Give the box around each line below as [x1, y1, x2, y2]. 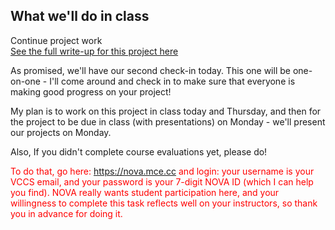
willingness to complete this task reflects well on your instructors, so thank [10, 197, 318, 209]
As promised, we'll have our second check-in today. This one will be [10, 64, 291, 76]
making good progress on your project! [10, 85, 172, 98]
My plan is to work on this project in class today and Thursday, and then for [10, 105, 322, 117]
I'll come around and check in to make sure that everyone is [49, 75, 296, 87]
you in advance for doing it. [10, 207, 123, 219]
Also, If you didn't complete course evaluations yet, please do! [10, 145, 268, 158]
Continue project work [10, 34, 103, 46]
